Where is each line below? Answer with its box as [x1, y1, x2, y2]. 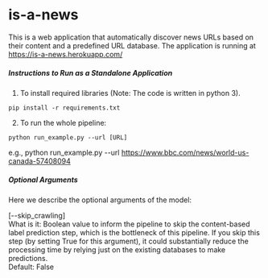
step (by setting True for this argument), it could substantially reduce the [8, 236, 249, 246]
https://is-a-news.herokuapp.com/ [8, 49, 123, 59]
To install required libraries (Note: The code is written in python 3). [19, 88, 241, 98]
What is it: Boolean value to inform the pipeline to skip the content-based [8, 219, 251, 229]
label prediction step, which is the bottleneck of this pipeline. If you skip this [8, 227, 260, 237]
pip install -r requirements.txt [8, 103, 121, 112]
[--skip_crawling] [8, 210, 66, 220]
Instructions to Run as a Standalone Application [8, 68, 173, 77]
